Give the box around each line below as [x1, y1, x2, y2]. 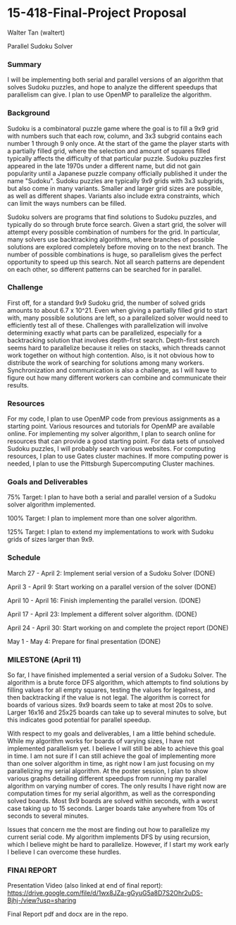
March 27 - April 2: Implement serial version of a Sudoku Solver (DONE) [7, 569, 216, 577]
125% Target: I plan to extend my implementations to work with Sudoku [7, 528, 214, 536]
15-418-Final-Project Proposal [7, 5, 187, 21]
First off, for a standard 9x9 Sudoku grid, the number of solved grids [7, 298, 206, 307]
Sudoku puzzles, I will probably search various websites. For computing [7, 445, 216, 453]
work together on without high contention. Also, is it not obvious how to [7, 351, 215, 359]
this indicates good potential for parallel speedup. [7, 716, 151, 724]
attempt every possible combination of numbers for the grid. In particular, [7, 228, 221, 236]
